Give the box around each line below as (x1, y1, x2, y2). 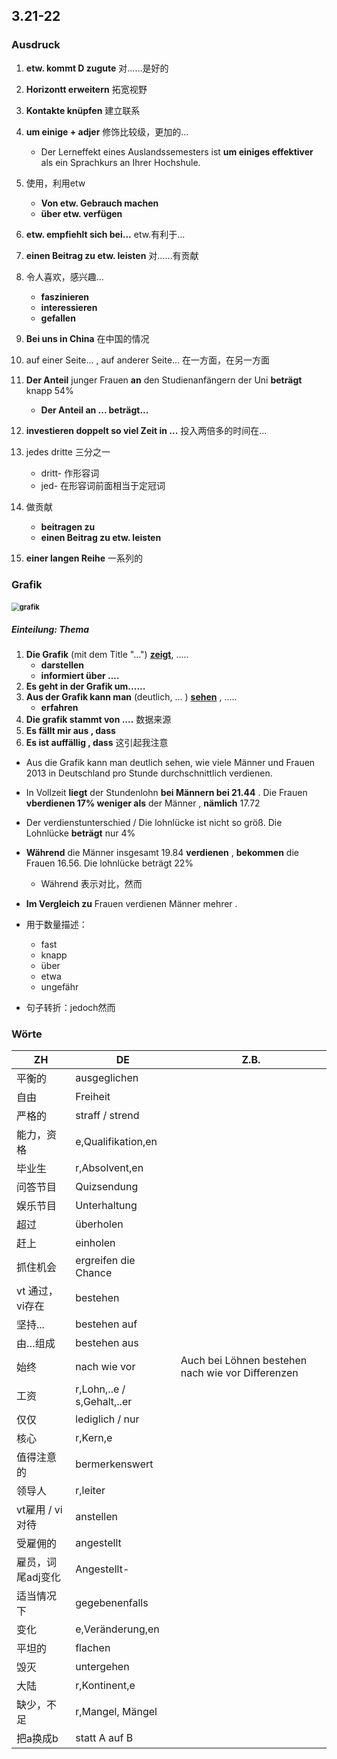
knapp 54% (25, 384, 74, 396)
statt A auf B (75, 1731, 134, 1745)
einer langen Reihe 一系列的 (25, 552, 144, 564)
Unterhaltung (75, 1199, 138, 1213)
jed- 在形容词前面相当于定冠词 (40, 479, 166, 491)
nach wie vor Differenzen (180, 1366, 299, 1380)
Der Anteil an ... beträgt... (40, 404, 149, 416)
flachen (75, 1641, 111, 1655)
